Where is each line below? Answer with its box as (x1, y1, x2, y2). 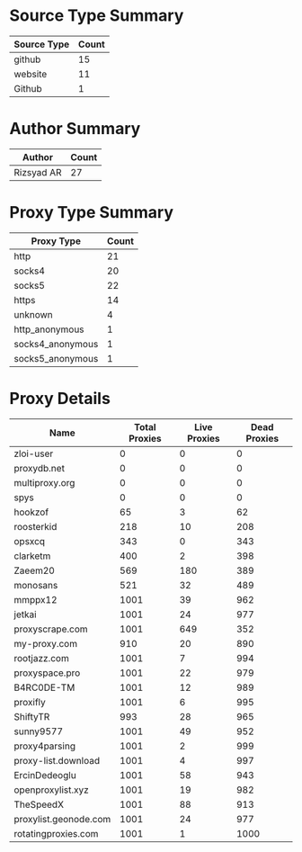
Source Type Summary (9, 5, 184, 26)
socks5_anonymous (13, 352, 99, 364)
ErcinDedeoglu (13, 768, 76, 781)
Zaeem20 (13, 564, 56, 577)
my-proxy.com (13, 637, 78, 650)
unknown (13, 308, 53, 320)
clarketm (13, 550, 51, 562)
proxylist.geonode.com (13, 812, 111, 825)
